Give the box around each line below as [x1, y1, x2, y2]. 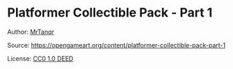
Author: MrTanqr [7, 28, 54, 36]
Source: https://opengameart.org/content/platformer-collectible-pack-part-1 [7, 41, 226, 49]
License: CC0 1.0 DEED [7, 54, 74, 63]
